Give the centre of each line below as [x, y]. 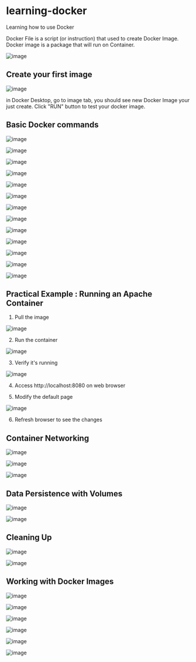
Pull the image [32, 317]
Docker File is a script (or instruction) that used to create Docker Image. [92, 38]
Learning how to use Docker [40, 27]
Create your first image [49, 75]
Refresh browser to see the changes [58, 420]
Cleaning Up [29, 538]
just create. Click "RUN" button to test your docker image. [76, 106]
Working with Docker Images [60, 582]
